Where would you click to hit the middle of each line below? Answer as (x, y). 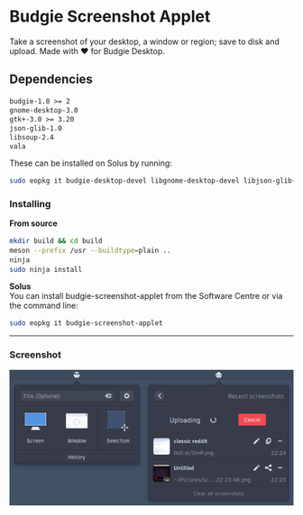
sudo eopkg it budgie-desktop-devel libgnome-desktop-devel (125, 181)
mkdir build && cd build (56, 240)
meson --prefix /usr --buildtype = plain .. (90, 250)
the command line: (44, 306)
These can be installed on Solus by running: (91, 163)
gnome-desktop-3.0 (44, 110)
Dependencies (51, 80)
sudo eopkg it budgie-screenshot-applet (87, 323)
